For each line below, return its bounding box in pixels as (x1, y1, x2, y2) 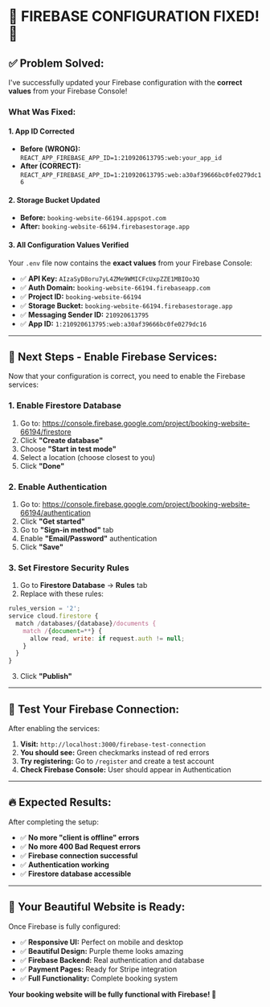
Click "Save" (19, 542, 64, 552)
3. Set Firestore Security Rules (8, 562, 130, 573)
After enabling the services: (8, 724, 100, 734)
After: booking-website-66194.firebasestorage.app (19, 221, 190, 232)
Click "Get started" (19, 516, 86, 526)
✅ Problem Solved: (8, 56, 104, 70)
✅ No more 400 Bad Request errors (19, 841, 141, 851)
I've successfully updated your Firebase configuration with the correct (8, 78, 243, 87)
